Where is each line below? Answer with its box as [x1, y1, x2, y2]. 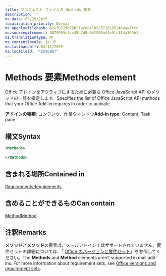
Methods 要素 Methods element [5, 71, 136, 83]
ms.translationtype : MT [5, 35, 55, 40]
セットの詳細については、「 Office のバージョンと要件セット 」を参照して [9, 249, 157, 255]
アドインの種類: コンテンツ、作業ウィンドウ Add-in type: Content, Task [5, 111, 151, 117]
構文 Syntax [5, 132, 41, 140]
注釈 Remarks [5, 228, 47, 236]
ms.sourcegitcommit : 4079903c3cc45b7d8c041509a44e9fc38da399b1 [5, 30, 139, 35]
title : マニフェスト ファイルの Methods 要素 [5, 7, 91, 12]
